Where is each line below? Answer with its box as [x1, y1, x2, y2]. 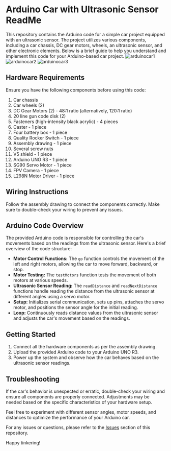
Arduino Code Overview [6, 221, 83, 230]
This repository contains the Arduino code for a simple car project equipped [6, 31, 165, 37]
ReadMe [6, 14, 42, 26]
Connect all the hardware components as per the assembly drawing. [13, 344, 157, 350]
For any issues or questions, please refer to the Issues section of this [6, 424, 151, 430]
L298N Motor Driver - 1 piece [13, 173, 75, 179]
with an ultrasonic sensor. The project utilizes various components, [6, 37, 147, 43]
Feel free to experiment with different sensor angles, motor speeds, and [6, 409, 157, 415]
